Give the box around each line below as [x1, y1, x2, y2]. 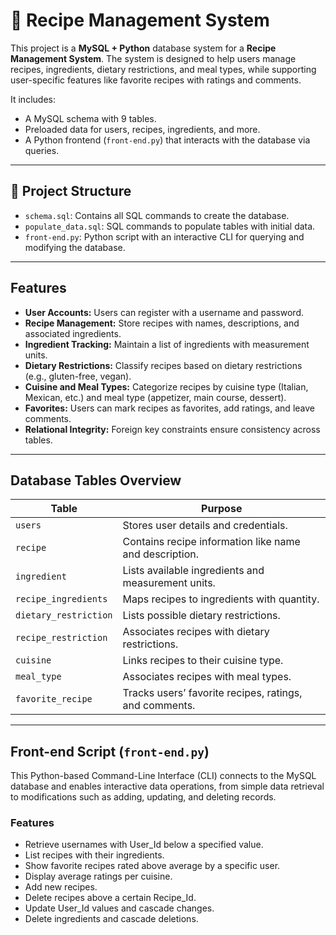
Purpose [201, 502, 243, 516]
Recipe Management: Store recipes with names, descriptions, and [24, 317, 300, 329]
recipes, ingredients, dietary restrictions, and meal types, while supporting [10, 63, 317, 75]
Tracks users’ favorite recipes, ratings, [122, 686, 303, 700]
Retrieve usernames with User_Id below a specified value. [24, 839, 264, 851]
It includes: [10, 93, 56, 105]
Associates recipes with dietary [122, 625, 270, 639]
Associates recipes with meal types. [122, 670, 292, 684]
